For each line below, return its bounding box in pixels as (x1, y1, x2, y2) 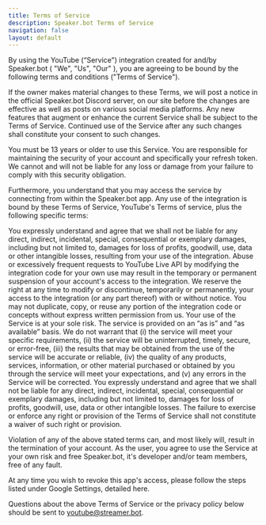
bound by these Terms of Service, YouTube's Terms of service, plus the (8, 203, 242, 212)
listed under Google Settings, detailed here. (8, 484, 150, 493)
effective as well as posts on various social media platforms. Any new (8, 105, 235, 114)
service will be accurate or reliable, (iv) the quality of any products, (8, 352, 227, 362)
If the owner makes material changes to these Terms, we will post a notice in (8, 88, 258, 97)
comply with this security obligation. (8, 170, 127, 180)
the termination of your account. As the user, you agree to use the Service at (8, 443, 258, 453)
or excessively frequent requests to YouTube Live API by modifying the (8, 260, 240, 269)
